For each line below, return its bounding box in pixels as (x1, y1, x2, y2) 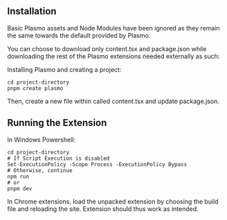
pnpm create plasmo (7, 84, 64, 92)
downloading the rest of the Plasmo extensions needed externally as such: (7, 52, 220, 60)
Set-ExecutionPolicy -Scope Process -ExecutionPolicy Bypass (7, 161, 188, 168)
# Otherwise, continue (7, 167, 73, 174)
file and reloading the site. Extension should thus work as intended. (7, 204, 199, 213)
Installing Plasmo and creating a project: (7, 65, 122, 73)
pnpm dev (7, 185, 33, 192)
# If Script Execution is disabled (7, 155, 110, 162)
